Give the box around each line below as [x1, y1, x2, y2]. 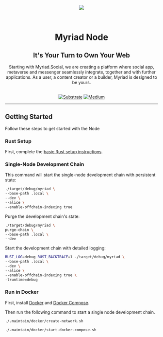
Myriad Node [55, 32, 108, 43]
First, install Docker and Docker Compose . [5, 300, 90, 305]
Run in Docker [5, 289, 39, 296]
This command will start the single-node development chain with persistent [5, 172, 156, 178]
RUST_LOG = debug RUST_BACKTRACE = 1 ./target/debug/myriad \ [5, 255, 125, 260]
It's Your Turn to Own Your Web [33, 51, 130, 59]
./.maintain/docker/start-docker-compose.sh [5, 327, 97, 332]
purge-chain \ [5, 227, 34, 232]
